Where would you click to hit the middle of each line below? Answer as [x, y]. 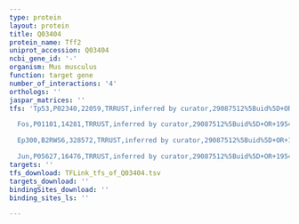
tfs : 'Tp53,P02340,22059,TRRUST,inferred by [93, 108]
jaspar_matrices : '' [48, 100]
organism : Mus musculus [53, 68]
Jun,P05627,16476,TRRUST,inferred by [87, 156]
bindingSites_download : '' [59, 189]
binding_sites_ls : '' [49, 198]
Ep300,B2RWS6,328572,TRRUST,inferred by [93, 140]
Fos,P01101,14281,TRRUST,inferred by [87, 124]
